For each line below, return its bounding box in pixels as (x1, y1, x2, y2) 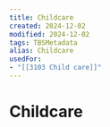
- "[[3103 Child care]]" (9, 63, 102, 72)
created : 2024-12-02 (9, 21, 87, 30)
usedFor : (9, 55, 42, 63)
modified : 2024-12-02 (9, 30, 90, 38)
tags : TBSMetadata (9, 38, 78, 47)
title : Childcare (9, 13, 74, 22)
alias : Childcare (9, 47, 74, 55)
